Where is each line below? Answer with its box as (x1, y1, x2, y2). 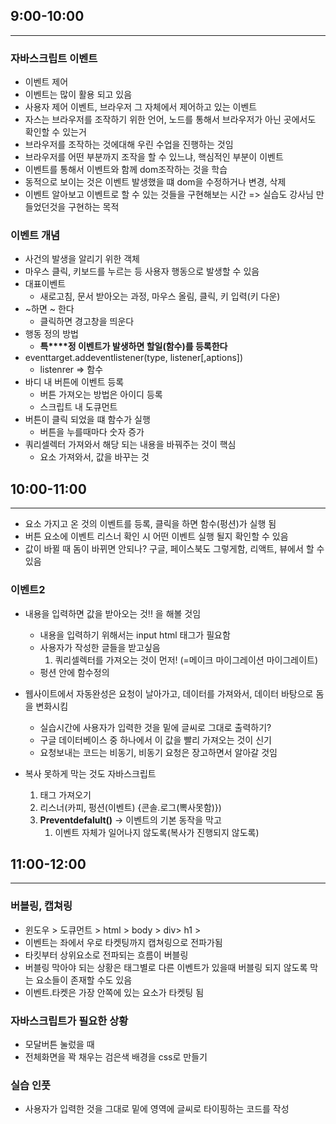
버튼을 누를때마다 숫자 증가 (39, 426, 145, 438)
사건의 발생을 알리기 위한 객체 (24, 253, 140, 265)
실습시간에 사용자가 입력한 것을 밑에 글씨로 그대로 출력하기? (39, 721, 272, 733)
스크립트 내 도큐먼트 (39, 401, 118, 413)
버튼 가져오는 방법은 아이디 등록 (39, 389, 163, 401)
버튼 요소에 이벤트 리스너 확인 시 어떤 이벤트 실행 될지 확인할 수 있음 (24, 530, 289, 543)
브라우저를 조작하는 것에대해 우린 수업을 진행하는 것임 (24, 139, 234, 151)
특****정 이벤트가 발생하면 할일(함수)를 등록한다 (39, 340, 228, 353)
